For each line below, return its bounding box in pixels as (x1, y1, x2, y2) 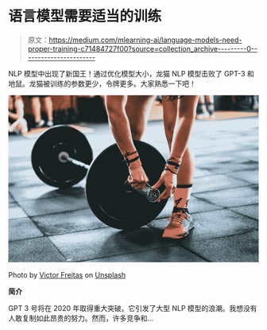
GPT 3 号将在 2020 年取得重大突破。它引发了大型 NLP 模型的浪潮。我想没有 (8, 303, 257, 313)
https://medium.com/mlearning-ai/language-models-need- (48, 35, 242, 45)
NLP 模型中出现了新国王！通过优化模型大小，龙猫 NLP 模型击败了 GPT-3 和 (8, 68, 254, 78)
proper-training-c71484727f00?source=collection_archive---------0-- (27, 44, 258, 53)
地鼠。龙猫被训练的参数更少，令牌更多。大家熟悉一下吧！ (8, 79, 196, 88)
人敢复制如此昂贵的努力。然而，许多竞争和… (8, 313, 154, 323)
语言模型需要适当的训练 (8, 7, 162, 25)
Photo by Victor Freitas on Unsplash (8, 270, 126, 279)
